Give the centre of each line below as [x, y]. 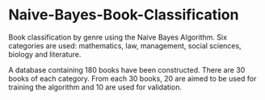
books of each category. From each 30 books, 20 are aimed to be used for [132, 78]
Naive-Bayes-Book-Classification [124, 15]
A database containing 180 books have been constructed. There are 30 [127, 69]
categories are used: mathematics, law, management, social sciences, [125, 45]
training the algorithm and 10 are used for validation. [95, 87]
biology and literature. [45, 54]
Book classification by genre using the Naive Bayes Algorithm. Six [118, 37]
